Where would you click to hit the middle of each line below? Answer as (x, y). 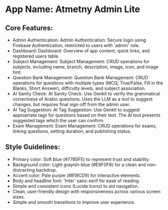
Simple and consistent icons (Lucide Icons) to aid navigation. (76, 186)
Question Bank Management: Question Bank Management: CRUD (80, 77)
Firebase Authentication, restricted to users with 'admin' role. (76, 45)
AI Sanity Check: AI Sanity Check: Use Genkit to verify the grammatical (86, 94)
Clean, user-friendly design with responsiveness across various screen (87, 191)
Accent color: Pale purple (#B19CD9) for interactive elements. (77, 175)
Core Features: (29, 28)
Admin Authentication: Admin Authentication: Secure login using (79, 40)
